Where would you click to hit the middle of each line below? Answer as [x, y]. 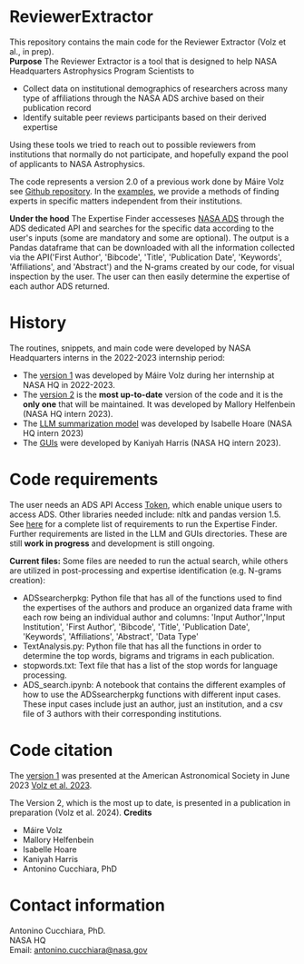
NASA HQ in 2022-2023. [69, 384]
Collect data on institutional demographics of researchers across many [155, 88]
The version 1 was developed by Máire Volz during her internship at [148, 375]
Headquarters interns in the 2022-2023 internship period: [117, 357]
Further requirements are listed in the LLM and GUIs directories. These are [148, 533]
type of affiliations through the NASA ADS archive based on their [143, 98]
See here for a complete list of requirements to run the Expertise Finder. [143, 523]
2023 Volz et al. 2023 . [51, 785]
